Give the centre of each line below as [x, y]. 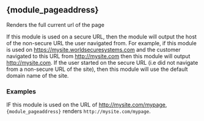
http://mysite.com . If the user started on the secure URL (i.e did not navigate [102, 62]
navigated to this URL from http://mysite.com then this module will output [98, 56]
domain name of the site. [38, 75]
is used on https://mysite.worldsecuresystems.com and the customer [93, 50]
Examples [21, 91]
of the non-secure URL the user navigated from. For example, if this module [101, 43]
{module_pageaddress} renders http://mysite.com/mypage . [78, 111]
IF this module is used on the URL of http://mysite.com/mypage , [87, 105]
